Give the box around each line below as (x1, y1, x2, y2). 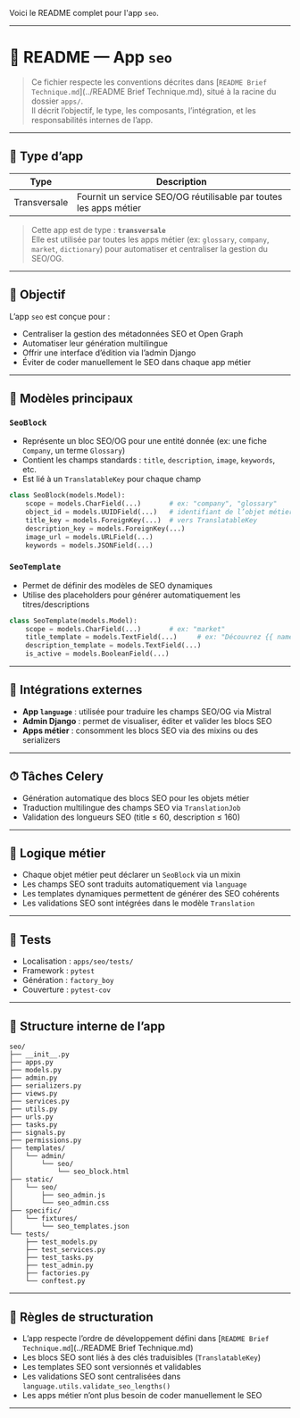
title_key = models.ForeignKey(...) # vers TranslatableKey (25, 515, 257, 525)
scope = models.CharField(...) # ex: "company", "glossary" (25, 499, 278, 508)
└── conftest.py (25, 1277, 87, 1286)
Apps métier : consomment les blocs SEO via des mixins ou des (21, 725, 259, 736)
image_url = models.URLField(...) (25, 532, 154, 541)
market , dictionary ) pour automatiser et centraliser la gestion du (30, 243, 268, 254)
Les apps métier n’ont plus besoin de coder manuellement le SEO (21, 1389, 262, 1400)
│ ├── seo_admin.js (9, 1191, 105, 1200)
